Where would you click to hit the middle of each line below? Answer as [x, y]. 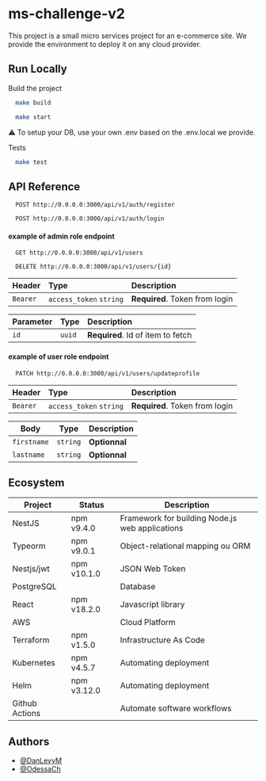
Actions [27, 714]
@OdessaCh [40, 769]
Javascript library [152, 604]
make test [31, 162]
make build [33, 103]
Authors [29, 741]
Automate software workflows [176, 708]
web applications [152, 528]
